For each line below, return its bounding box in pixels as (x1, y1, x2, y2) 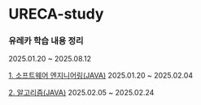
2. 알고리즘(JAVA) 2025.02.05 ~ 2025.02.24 (8, 88, 155, 98)
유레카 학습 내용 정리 (8, 36, 84, 47)
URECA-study (8, 5, 104, 23)
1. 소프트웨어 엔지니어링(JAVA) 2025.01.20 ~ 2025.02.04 (8, 70, 194, 81)
